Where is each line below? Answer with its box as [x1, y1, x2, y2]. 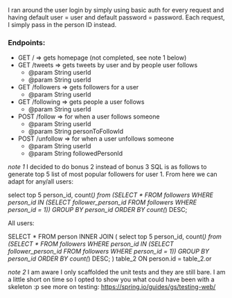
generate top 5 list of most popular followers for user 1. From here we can [8, 170, 217, 179]
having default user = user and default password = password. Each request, [8, 13, 225, 21]
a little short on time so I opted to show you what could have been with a [8, 275, 215, 283]
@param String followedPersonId [28, 149, 123, 158]
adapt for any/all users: [8, 177, 73, 186]
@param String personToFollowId [28, 128, 124, 136]
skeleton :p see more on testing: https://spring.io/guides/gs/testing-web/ [8, 283, 216, 291]
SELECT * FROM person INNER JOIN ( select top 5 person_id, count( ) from [8, 232, 222, 241]
